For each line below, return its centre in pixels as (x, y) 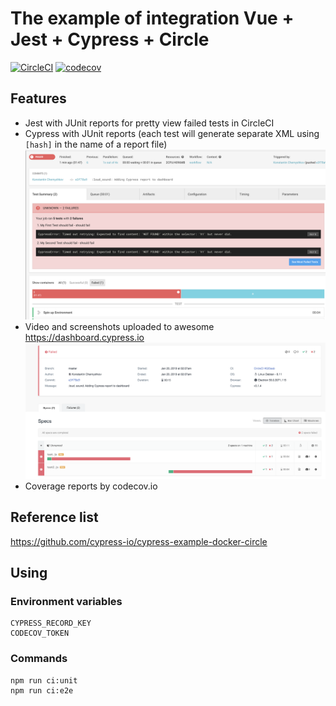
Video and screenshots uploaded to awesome (119, 326)
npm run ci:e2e (42, 690)
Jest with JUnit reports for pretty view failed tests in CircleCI (149, 123)
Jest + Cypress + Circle (110, 39)
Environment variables (66, 601)
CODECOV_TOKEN (40, 633)
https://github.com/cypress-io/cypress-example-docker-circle (139, 541)
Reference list (54, 517)
